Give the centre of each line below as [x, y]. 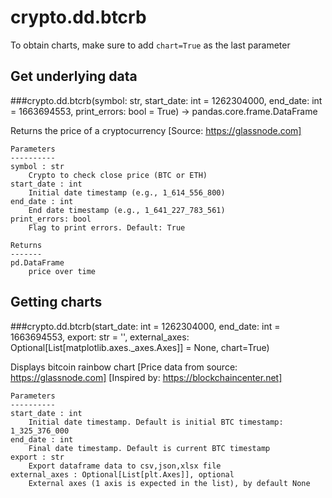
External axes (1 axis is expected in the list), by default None [169, 483]
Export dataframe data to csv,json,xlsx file [125, 466]
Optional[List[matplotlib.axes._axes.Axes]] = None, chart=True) [140, 347]
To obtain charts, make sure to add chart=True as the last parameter [150, 45]
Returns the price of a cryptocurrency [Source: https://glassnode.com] [156, 130]
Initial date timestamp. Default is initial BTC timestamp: [156, 422]
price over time [62, 271]
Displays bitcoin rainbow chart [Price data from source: [124, 367]
